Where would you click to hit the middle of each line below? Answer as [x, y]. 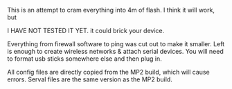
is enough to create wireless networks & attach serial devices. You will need [115, 51]
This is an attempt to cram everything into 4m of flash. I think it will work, [111, 10]
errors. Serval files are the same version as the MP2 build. [90, 79]
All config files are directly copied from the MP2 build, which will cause [108, 72]
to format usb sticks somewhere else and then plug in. [84, 59]
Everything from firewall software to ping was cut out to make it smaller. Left [116, 44]
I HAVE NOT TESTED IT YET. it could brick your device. [86, 31]
